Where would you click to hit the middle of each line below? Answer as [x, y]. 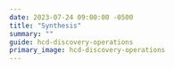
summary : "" [31, 34]
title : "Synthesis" [46, 26]
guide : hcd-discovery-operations [71, 42]
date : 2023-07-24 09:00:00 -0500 [71, 17]
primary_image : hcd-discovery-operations [87, 50]
